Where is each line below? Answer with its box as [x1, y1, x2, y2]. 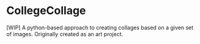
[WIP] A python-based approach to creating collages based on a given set [6, 24, 194, 31]
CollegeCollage [6, 4, 86, 18]
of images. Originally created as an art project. [6, 30, 124, 37]
